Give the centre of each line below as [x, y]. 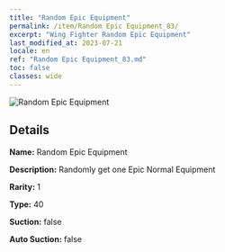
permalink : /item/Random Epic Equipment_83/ [94, 26]
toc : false [30, 68]
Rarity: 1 [25, 186]
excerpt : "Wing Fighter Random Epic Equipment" [100, 34]
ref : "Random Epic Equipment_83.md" [78, 59]
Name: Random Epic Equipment [68, 152]
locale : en [30, 51]
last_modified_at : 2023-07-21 [66, 43]
